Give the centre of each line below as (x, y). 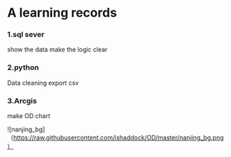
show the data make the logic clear (57, 49)
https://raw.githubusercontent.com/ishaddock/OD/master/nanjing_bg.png (119, 138)
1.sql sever (26, 35)
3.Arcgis (22, 101)
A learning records (62, 13)
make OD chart (29, 116)
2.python (23, 67)
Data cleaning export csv (43, 83)
